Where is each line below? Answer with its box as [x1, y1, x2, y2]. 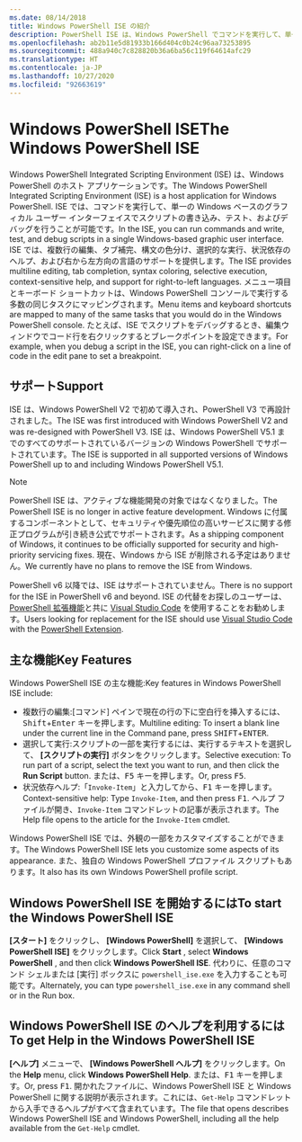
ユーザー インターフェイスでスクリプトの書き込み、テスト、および [34, 212, 281, 223]
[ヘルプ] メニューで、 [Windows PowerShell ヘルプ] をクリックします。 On [9, 1057, 286, 1068]
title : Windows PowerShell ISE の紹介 [9, 22, 151, 31]
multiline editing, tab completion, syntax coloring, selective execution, [9, 265, 268, 276]
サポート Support [9, 379, 103, 394]
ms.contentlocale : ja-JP [9, 64, 102, 73]
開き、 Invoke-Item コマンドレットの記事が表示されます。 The [53, 804, 280, 815]
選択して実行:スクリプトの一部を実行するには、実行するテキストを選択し [22, 738, 292, 749]
